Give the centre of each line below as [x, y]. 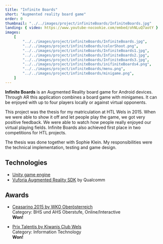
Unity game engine [31, 174]
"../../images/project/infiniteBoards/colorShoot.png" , [81, 46]
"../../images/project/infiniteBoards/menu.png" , [74, 69]
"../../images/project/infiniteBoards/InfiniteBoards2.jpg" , [86, 55]
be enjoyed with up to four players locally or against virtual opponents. [76, 102]
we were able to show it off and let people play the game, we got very [75, 117]
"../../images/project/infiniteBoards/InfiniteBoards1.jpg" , [86, 50]
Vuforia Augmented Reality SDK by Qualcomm [59, 180]
